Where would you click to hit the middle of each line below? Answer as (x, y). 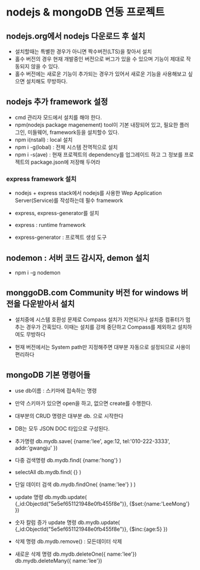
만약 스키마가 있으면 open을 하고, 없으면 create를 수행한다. (84, 403)
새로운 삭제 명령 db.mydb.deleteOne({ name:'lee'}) (76, 554)
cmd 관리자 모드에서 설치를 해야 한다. (58, 117)
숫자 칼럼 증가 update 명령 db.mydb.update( (67, 522)
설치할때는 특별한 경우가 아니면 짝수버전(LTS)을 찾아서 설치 (83, 52)
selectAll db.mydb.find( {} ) (48, 472)
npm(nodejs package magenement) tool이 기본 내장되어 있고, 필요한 (96, 124)
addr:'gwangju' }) (36, 448)
